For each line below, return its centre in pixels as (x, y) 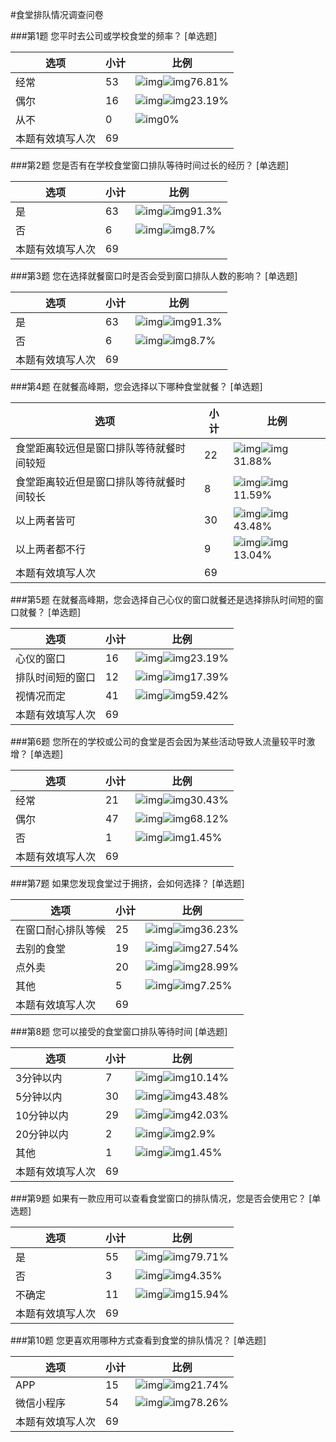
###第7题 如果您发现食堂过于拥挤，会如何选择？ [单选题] (127, 883)
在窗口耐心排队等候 (61, 930)
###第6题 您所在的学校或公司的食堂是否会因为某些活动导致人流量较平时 (158, 741)
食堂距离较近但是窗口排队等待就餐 (96, 481)
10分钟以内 (42, 1115)
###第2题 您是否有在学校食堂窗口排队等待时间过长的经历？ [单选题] (150, 165)
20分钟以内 (42, 1134)
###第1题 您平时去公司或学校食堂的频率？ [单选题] (114, 36)
